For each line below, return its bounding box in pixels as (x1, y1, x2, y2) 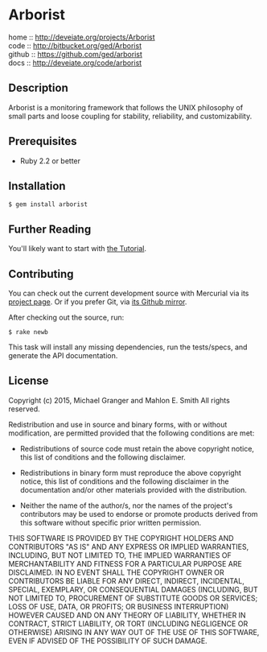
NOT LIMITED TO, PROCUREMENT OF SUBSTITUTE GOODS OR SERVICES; (8, 593, 258, 603)
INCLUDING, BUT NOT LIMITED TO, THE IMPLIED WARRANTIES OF (8, 550, 232, 560)
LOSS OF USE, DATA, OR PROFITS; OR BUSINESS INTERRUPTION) (8, 601, 229, 611)
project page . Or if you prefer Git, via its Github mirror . (8, 297, 187, 307)
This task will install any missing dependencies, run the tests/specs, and (8, 342, 248, 352)
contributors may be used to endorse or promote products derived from (19, 509, 258, 518)
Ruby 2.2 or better (19, 155, 81, 166)
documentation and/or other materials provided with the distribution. (19, 485, 247, 494)
